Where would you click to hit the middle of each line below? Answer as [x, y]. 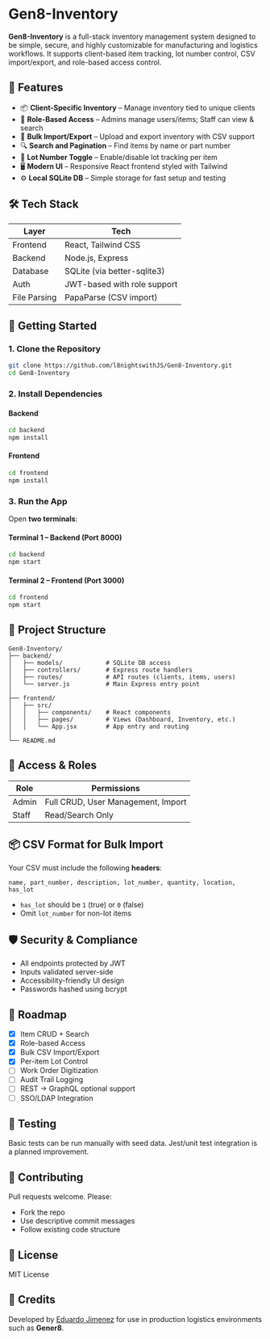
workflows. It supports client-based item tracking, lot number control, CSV [132, 53]
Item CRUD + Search [54, 1034]
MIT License [29, 1274]
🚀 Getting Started [53, 325]
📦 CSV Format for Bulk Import [86, 845]
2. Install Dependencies [56, 394]
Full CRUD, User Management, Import [116, 802]
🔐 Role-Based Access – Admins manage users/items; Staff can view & [137, 119]
